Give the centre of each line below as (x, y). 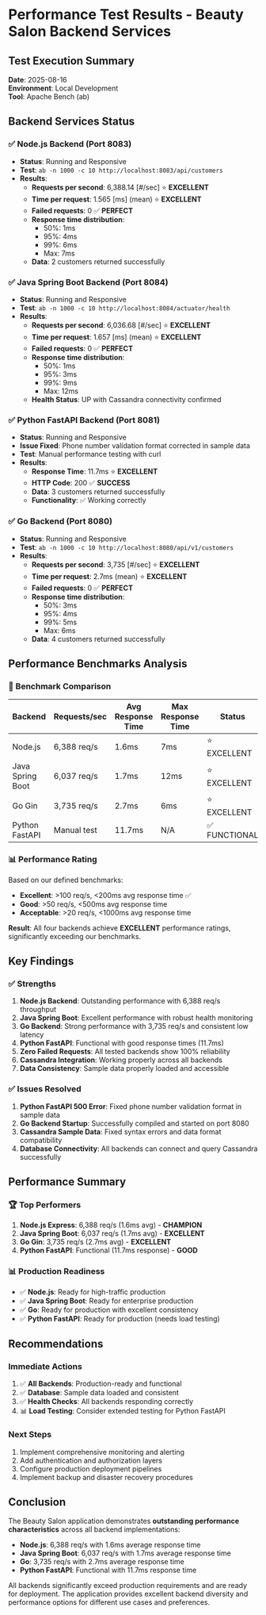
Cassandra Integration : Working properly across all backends (121, 1060)
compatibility (41, 1140)
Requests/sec (80, 717)
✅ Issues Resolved (45, 1089)
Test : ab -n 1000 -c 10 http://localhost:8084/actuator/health (125, 308)
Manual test (75, 831)
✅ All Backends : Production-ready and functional (101, 1384)
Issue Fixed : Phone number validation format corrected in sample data (135, 446)
